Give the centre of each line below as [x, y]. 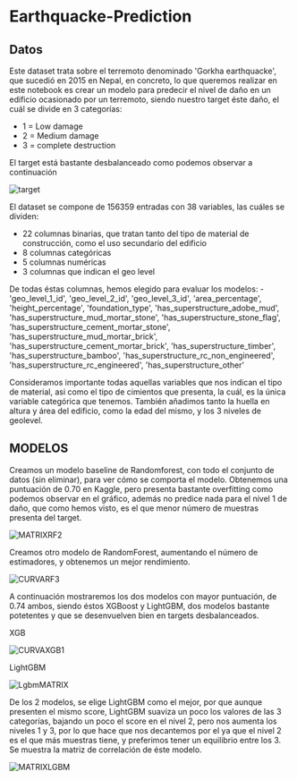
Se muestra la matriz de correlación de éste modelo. [106, 750]
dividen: [24, 216]
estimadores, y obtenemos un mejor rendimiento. [100, 562]
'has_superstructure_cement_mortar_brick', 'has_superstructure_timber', [142, 346]
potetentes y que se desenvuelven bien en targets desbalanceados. [134, 615]
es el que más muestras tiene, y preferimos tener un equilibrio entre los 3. [145, 740]
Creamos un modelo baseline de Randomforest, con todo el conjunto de [142, 470]
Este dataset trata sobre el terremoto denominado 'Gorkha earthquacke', [143, 71]
